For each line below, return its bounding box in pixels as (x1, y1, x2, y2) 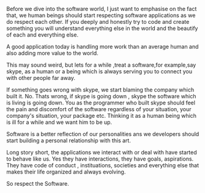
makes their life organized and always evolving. (6, 168, 126, 175)
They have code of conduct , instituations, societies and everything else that (6, 162, 199, 169)
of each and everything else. (6, 31, 78, 38)
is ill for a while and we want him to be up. (6, 118, 112, 126)
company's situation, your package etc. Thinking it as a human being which (6, 112, 197, 119)
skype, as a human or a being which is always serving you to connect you (6, 68, 193, 75)
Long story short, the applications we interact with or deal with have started (6, 149, 197, 156)
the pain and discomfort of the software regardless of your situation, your (6, 106, 192, 112)
